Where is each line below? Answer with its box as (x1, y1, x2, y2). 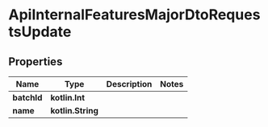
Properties (8, 55, 63, 68)
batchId (12, 92, 43, 103)
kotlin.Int (50, 92, 86, 103)
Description (106, 79, 153, 89)
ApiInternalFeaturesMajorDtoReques (8, 6, 261, 24)
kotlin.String (50, 105, 99, 116)
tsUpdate (8, 23, 72, 41)
